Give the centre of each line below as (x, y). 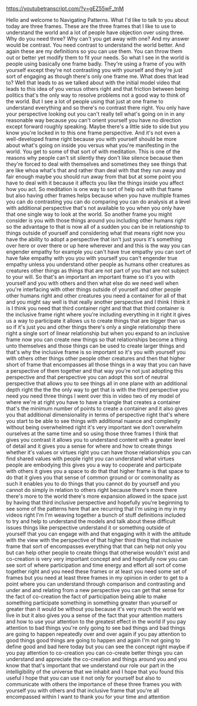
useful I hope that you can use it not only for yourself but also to (84, 678)
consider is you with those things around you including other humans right (96, 220)
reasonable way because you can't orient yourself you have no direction (94, 120)
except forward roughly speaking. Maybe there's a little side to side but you (98, 127)
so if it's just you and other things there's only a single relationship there (94, 327)
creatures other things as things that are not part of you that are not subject (98, 270)
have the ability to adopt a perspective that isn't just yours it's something (94, 239)
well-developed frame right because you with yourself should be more (91, 139)
